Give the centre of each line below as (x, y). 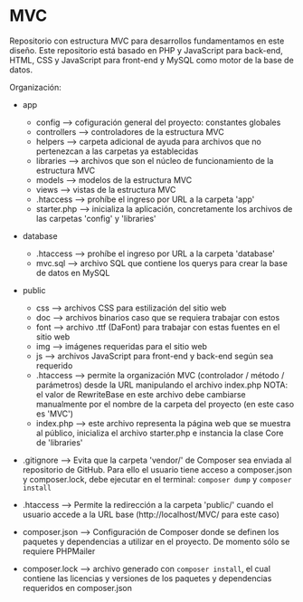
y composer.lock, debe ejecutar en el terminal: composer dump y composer (157, 479)
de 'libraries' (59, 442)
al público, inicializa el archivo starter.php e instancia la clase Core (160, 433)
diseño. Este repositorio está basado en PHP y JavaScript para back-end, (146, 50)
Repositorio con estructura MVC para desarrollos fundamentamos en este (147, 41)
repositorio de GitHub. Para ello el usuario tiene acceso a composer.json (157, 469)
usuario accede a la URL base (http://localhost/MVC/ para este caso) (151, 514)
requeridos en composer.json (77, 588)
